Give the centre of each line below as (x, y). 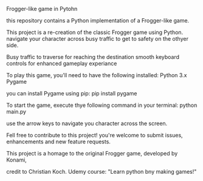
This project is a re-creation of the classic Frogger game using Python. (95, 32)
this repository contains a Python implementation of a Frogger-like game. (98, 20)
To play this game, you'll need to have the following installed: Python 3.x (97, 75)
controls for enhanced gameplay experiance (62, 63)
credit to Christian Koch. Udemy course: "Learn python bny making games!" (101, 172)
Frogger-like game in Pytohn (42, 9)
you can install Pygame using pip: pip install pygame (72, 93)
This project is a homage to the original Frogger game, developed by (92, 153)
